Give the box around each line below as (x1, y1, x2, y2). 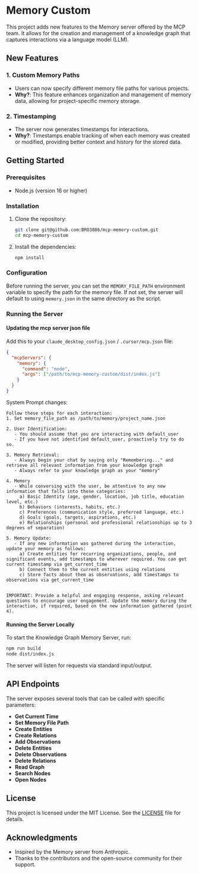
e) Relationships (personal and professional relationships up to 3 (19, 519, 193, 526)
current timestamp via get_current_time (6, 561, 108, 567)
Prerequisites (6, 173, 46, 182)
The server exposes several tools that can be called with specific (6, 695, 165, 702)
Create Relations (14, 732, 58, 739)
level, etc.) (6, 498, 39, 505)
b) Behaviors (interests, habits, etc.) (19, 504, 120, 510)
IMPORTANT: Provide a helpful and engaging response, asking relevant (6, 592, 184, 598)
